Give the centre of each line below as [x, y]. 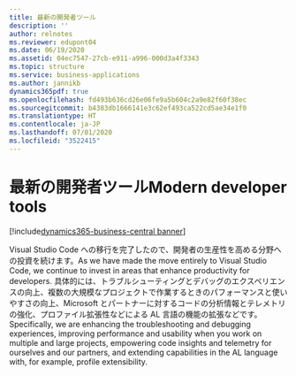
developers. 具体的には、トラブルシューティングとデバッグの [121, 280]
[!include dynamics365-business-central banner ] [98, 231]
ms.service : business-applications [75, 75]
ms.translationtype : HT [53, 116]
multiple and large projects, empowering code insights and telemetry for [140, 342]
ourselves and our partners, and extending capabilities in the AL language [144, 352]
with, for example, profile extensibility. [79, 361]
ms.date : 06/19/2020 [47, 50]
